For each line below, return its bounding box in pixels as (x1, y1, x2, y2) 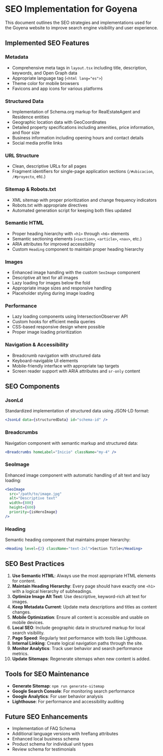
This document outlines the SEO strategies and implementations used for (5, 20, 152, 25)
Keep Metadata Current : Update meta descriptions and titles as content (12, 604, 157, 609)
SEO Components (5, 382, 60, 390)
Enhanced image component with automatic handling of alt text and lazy (5, 472, 150, 478)
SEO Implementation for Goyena (5, 3, 138, 15)
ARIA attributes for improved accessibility (12, 241, 96, 247)
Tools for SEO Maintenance (5, 670, 90, 678)
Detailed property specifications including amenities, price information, (12, 124, 155, 130)
